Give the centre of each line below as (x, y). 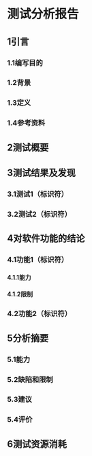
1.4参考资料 (26, 123)
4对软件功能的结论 (46, 238)
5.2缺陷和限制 (30, 379)
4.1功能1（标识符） (38, 260)
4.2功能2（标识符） (40, 314)
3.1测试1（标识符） (37, 194)
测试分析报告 (43, 14)
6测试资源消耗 (37, 444)
